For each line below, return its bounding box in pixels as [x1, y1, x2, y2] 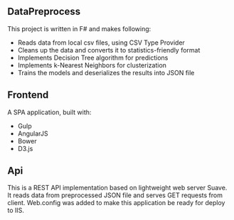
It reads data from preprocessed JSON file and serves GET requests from [7, 191, 223, 199]
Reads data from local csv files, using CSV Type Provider [17, 38, 185, 47]
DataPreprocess [7, 6, 81, 18]
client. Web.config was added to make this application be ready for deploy [7, 199, 225, 207]
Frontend [7, 89, 49, 101]
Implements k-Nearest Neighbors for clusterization [17, 60, 167, 70]
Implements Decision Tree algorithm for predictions [17, 53, 169, 62]
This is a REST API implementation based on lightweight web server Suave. [7, 184, 228, 192]
